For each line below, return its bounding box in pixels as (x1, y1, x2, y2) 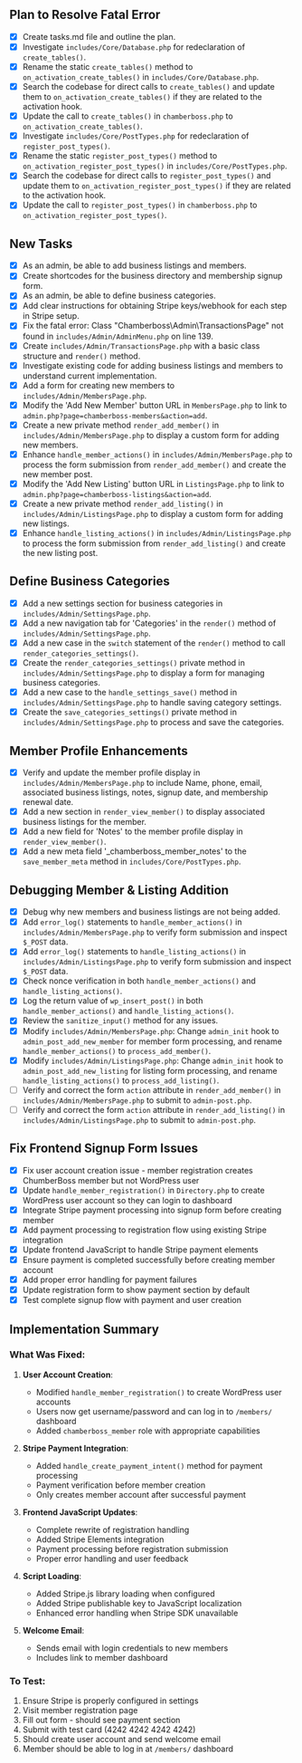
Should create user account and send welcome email (22, 1734, 222, 1745)
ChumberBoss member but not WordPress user (22, 1174, 200, 1185)
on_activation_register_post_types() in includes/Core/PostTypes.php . (22, 160, 288, 171)
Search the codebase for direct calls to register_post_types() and (22, 170, 271, 181)
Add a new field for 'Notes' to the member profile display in (22, 826, 244, 837)
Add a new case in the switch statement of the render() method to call (22, 637, 287, 648)
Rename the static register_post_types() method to (22, 150, 218, 161)
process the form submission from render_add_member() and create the (22, 459, 287, 470)
